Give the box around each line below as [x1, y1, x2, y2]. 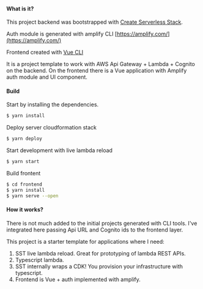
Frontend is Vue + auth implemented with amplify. [15, 276, 141, 283]
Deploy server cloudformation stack [6, 124, 97, 131]
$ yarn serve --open [6, 192, 59, 199]
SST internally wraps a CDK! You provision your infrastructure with [15, 263, 183, 270]
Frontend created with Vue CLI [6, 49, 84, 56]
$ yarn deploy [6, 136, 43, 142]
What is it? [6, 5, 34, 12]
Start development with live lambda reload [6, 147, 113, 154]
